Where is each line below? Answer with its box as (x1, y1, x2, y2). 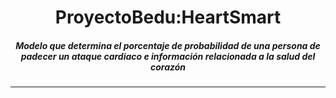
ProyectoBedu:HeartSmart (54, 6, 282, 29)
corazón (149, 61, 187, 73)
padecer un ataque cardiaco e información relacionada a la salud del (20, 50, 316, 62)
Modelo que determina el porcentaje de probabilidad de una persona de (15, 39, 321, 51)
